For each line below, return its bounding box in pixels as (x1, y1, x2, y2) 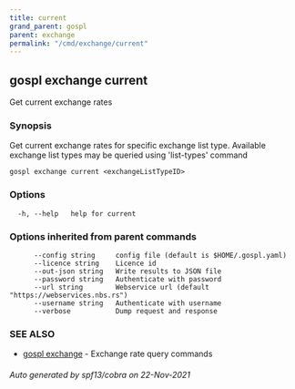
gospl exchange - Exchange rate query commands (22, 348, 213, 360)
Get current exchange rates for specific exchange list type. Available (9, 140, 267, 151)
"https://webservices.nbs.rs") (9, 291, 128, 300)
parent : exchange (9, 30, 76, 39)
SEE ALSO (9, 327, 56, 340)
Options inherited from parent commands (9, 230, 198, 242)
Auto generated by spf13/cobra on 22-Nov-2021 (9, 369, 191, 380)
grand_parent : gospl (9, 22, 88, 31)
